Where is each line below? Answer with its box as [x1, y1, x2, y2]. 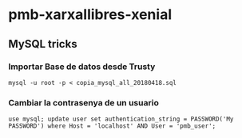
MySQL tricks [8, 37, 77, 51]
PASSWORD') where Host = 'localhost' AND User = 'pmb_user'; [8, 122, 216, 130]
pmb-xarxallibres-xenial [8, 6, 173, 24]
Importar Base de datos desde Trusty [8, 61, 156, 72]
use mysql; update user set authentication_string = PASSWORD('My [8, 115, 234, 124]
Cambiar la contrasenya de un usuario [8, 97, 160, 108]
